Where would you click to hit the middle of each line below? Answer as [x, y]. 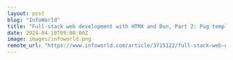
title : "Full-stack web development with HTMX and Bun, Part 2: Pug [108, 26]
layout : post [26, 13]
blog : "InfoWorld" [34, 20]
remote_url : [24, 46]
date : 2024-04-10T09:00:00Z [48, 33]
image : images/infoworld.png [49, 39]
